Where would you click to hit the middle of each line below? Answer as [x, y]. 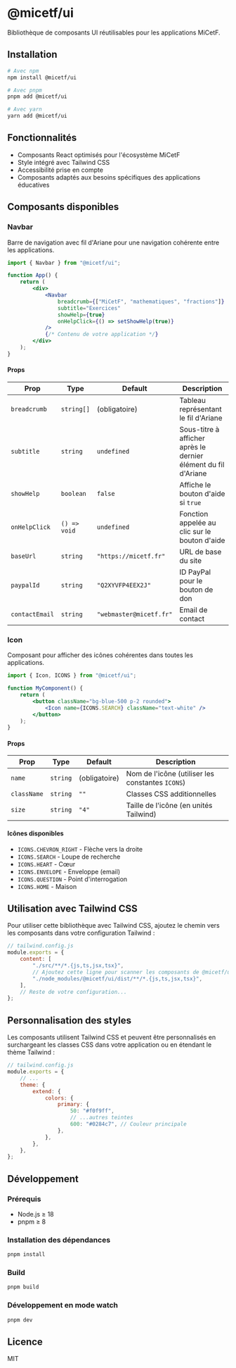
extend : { [47, 1091]
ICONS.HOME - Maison [47, 886]
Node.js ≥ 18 [35, 1214]
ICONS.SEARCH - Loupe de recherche [69, 857]
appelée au [197, 523]
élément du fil [202, 464]
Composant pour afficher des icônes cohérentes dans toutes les [100, 655]
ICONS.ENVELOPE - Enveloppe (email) [69, 871]
